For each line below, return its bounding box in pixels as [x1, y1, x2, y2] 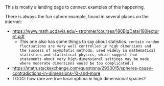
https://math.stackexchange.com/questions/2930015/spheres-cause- [12, 65, 153, 71]
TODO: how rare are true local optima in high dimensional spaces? [12, 76, 146, 81]
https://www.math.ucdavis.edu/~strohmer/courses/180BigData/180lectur [12, 28, 159, 34]
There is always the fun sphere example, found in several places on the [5, 14, 149, 19]
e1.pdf [12, 34, 25, 39]
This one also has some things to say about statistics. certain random [19, 39, 160, 44]
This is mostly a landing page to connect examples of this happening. [5, 4, 145, 10]
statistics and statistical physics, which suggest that [19, 52, 139, 57]
